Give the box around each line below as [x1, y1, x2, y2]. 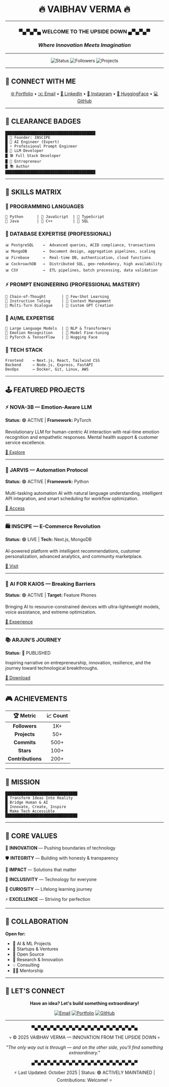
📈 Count [46, 712, 68, 719]
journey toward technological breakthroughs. [5, 665, 99, 671]
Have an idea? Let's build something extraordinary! [30, 1000, 139, 1006]
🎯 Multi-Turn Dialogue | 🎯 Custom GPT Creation [5, 303, 114, 308]
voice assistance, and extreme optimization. [5, 609, 97, 615]
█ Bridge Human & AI [5, 800, 49, 805]
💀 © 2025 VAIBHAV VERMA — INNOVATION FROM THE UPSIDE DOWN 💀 [9, 1034, 160, 1040]
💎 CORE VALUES [5, 831, 58, 840]
